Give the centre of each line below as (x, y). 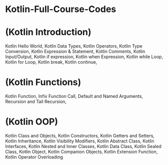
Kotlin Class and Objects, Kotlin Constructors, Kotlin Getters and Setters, (80, 136)
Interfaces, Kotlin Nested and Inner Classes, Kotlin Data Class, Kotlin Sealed (83, 146)
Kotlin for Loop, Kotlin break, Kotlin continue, (51, 62)
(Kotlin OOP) (32, 122)
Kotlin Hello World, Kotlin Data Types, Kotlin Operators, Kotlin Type (74, 46)
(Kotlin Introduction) (48, 32)
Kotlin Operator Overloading (34, 157)
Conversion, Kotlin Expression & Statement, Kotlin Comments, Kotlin (75, 52)
